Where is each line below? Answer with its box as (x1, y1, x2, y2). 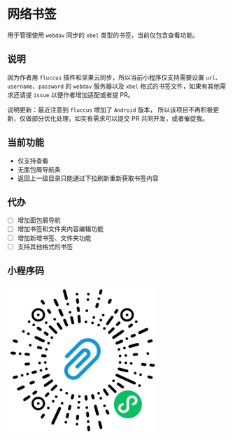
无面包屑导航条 (17, 165, 61, 173)
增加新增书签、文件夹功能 (17, 233, 92, 242)
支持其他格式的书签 (17, 242, 73, 251)
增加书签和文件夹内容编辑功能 (17, 225, 104, 233)
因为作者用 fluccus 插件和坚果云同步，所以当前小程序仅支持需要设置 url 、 (7, 73, 222, 81)
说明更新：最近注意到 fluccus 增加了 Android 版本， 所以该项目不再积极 (7, 105, 213, 114)
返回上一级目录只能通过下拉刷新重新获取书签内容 (17, 174, 159, 182)
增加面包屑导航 (17, 216, 61, 224)
